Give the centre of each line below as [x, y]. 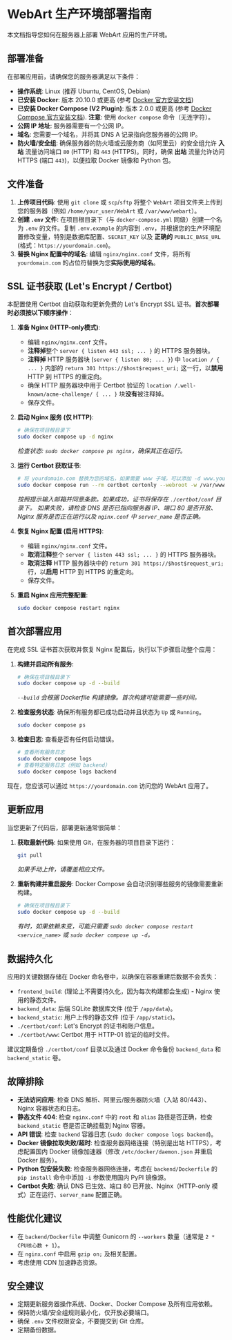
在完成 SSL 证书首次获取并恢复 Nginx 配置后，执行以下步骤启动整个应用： [112, 649]
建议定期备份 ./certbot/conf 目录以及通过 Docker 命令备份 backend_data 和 [114, 1049]
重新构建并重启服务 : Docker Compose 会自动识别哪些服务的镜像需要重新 [120, 884]
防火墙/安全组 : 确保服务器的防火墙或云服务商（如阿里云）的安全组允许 [117, 143]
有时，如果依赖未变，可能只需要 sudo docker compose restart [105, 926]
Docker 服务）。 [39, 1160]
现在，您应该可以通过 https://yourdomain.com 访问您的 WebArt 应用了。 [110, 785]
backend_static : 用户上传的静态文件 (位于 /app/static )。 [98, 1017]
